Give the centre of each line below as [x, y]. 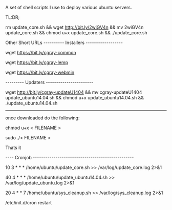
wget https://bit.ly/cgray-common [41, 52]
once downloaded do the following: [42, 118]
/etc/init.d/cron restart [29, 203]
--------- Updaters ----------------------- [49, 82]
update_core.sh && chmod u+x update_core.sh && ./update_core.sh [76, 33]
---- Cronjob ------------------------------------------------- [70, 157]
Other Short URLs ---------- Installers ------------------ [64, 43]
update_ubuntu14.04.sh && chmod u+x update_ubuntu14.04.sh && [75, 98]
